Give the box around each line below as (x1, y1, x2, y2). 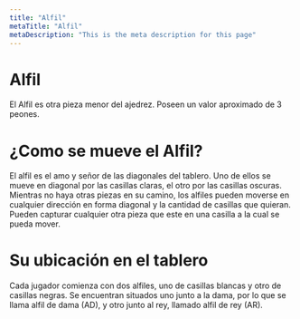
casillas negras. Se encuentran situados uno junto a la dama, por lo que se (9, 290, 286, 301)
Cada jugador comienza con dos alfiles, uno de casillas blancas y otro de (9, 280, 282, 291)
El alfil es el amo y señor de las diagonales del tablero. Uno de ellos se (9, 170, 271, 181)
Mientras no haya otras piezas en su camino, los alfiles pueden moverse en (9, 189, 290, 200)
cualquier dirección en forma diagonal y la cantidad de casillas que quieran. (9, 199, 292, 210)
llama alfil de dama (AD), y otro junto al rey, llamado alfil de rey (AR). (9, 300, 264, 311)
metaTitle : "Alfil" (9, 22, 83, 31)
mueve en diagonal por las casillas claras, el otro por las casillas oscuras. (9, 180, 282, 191)
